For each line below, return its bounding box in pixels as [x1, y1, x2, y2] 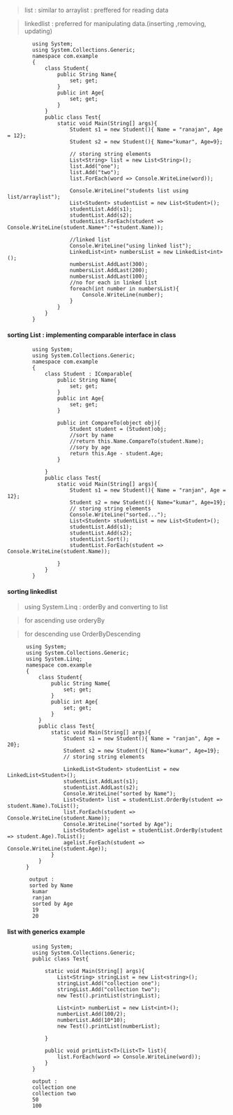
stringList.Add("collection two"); [57, 986, 160, 993]
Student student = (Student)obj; [69, 426, 167, 433]
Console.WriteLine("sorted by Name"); [63, 790, 176, 797]
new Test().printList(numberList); [57, 1023, 160, 1030]
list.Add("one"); [69, 163, 120, 170]
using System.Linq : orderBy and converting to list [24, 603, 169, 611]
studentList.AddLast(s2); [63, 784, 139, 791]
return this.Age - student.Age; [69, 450, 164, 457]
